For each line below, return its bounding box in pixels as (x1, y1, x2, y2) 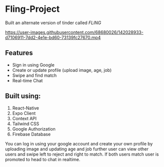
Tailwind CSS (12, 121, 39, 127)
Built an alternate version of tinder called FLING (5, 20, 101, 26)
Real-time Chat (12, 77, 43, 83)
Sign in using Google (12, 62, 55, 67)
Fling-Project (5, 3, 60, 15)
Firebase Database (12, 131, 51, 137)
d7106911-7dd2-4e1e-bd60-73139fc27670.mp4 (5, 34, 101, 40)
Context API (12, 115, 37, 121)
